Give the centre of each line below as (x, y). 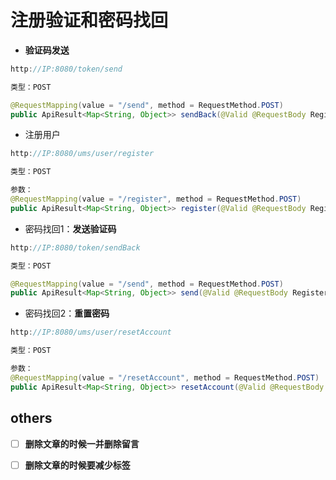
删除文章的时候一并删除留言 (82, 443)
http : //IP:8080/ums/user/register (82, 154)
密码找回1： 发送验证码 (70, 228)
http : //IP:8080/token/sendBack (75, 247)
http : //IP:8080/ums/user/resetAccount (91, 332)
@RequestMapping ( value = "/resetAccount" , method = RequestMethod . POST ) (165, 377)
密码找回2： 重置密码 (67, 313)
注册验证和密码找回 (89, 20)
